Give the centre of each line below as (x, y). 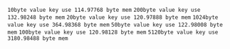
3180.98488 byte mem (38, 38)
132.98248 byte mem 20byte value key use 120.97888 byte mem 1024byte (113, 17)
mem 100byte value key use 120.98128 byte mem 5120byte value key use (113, 32)
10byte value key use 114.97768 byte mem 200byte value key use (104, 10)
